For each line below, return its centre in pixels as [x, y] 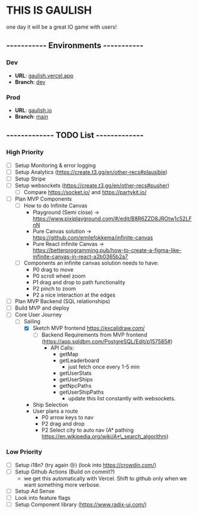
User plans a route [55, 411]
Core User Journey [38, 315]
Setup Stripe [30, 179]
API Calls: [62, 348]
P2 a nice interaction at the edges [74, 295]
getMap [69, 354]
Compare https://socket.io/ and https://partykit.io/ [85, 192]
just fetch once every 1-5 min [104, 367]
